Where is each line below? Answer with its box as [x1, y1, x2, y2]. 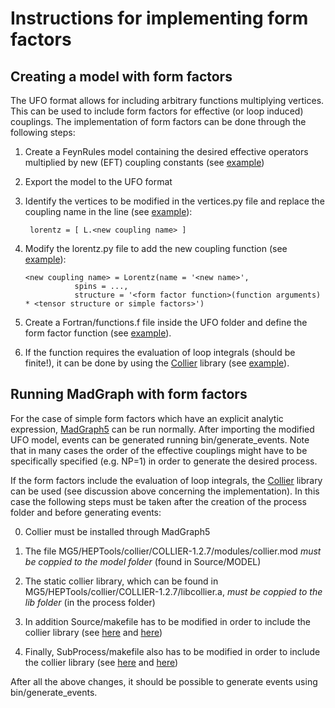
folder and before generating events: [10, 506, 162, 518]
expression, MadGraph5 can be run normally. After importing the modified [10, 423, 315, 435]
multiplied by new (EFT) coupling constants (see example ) [24, 157, 265, 168]
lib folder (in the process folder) [24, 596, 156, 608]
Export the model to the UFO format [24, 176, 173, 187]
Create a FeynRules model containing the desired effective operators [24, 146, 309, 157]
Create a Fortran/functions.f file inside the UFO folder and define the [24, 317, 308, 328]
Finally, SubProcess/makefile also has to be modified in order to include [24, 645, 321, 657]
